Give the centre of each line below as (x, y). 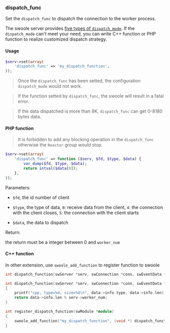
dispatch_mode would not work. (50, 86)
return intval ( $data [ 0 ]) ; (51, 168)
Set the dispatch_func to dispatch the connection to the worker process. (81, 19)
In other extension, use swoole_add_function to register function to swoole (82, 265)
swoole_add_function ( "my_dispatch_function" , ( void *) (73, 321)
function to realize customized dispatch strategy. (56, 39)
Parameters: (18, 187)
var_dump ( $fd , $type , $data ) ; (55, 164)
